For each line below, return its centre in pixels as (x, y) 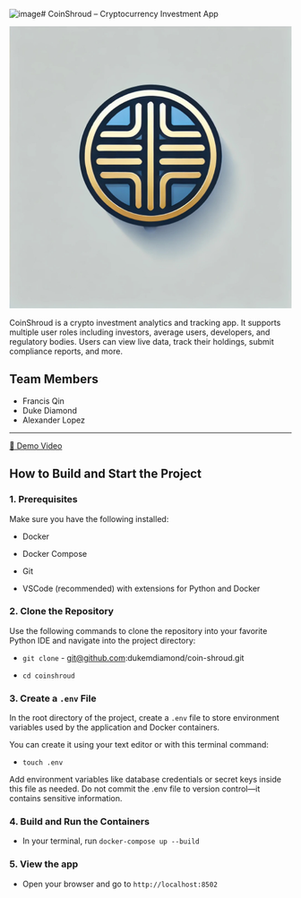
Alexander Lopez (53, 420)
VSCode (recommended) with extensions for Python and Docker (141, 588)
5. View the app (44, 864)
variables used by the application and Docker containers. (115, 727)
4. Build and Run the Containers (80, 822)
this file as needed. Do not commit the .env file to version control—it (135, 789)
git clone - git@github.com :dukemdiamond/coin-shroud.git (133, 657)
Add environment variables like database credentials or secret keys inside (146, 780)
